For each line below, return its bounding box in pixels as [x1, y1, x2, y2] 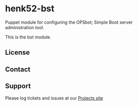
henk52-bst [5, 3, 55, 14]
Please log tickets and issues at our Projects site [5, 95, 103, 101]
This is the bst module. [5, 34, 52, 40]
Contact [5, 65, 31, 73]
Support [5, 82, 31, 90]
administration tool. [5, 24, 44, 30]
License [5, 48, 30, 57]
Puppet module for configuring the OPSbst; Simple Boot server [5, 19, 133, 25]
